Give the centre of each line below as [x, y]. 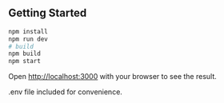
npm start [25, 61]
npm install [28, 31]
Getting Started [48, 13]
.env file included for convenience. [65, 92]
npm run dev [28, 39]
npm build [25, 54]
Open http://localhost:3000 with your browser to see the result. [113, 77]
